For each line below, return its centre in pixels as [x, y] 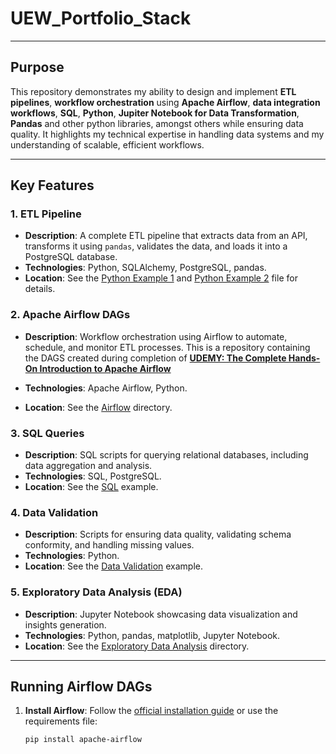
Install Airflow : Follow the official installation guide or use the [151, 711]
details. [40, 289]
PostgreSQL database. [71, 257]
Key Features [52, 185]
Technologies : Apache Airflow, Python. [106, 388]
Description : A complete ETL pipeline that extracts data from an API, [166, 236]
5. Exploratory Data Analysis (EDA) [96, 592]
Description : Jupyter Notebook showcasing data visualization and [161, 614]
